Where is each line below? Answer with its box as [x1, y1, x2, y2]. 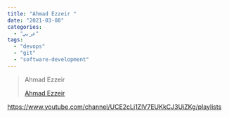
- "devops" [13, 43, 46, 50]
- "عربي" [13, 29, 39, 37]
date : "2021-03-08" [7, 17, 65, 24]
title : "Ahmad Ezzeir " [7, 10, 77, 18]
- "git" [13, 50, 37, 57]
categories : [7, 23, 42, 30]
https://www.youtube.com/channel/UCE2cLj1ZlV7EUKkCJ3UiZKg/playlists [7, 103, 222, 111]
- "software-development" [13, 56, 90, 63]
